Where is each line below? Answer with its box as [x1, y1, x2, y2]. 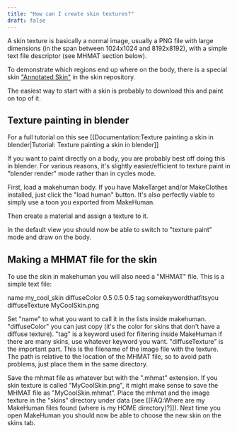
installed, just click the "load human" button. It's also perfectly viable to [7, 190, 215, 199]
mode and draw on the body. [7, 233, 92, 241]
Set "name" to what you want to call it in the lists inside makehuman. [7, 315, 207, 323]
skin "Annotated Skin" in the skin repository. [7, 72, 136, 81]
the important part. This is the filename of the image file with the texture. [7, 345, 219, 354]
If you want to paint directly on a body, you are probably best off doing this [7, 154, 226, 163]
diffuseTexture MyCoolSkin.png [7, 301, 99, 310]
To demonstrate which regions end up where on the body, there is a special [7, 65, 228, 74]
